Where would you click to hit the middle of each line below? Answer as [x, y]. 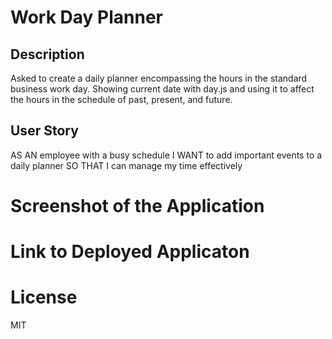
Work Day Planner [86, 17]
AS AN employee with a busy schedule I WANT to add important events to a [166, 155]
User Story [44, 131]
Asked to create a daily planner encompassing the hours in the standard [159, 78]
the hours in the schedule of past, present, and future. [121, 99]
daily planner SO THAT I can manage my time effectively [126, 165]
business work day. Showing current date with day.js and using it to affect [162, 89]
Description [47, 54]
